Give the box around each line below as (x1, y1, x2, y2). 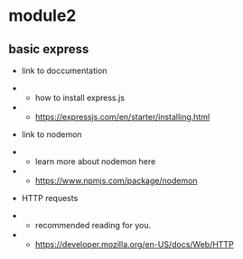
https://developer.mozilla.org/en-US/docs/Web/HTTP (34, 239, 234, 249)
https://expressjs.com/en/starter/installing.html (34, 112, 210, 122)
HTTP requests (21, 193, 79, 203)
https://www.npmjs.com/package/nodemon (34, 175, 198, 186)
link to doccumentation (21, 65, 107, 76)
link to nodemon (21, 129, 82, 140)
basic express (8, 42, 89, 57)
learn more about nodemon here (34, 156, 156, 167)
